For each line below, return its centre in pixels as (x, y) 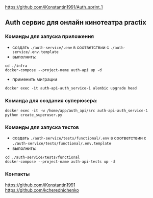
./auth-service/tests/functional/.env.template (62, 144)
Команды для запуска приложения (50, 36)
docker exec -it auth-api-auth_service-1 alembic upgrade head (71, 88)
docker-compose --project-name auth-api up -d (53, 70)
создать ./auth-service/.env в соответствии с (61, 47)
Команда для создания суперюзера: (51, 100)
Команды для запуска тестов (42, 127)
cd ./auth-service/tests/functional (42, 157)
